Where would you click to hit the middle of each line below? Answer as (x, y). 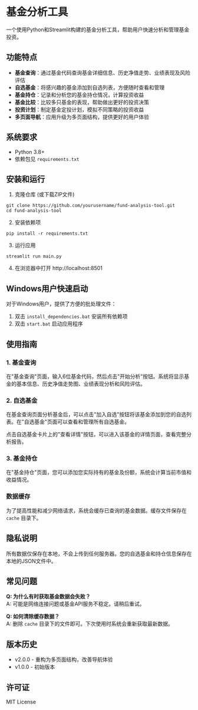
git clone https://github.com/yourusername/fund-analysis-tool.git (91, 206)
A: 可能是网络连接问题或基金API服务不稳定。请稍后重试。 (75, 604)
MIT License (21, 702)
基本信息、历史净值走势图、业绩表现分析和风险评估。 (81, 383)
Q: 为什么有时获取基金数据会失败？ (48, 597)
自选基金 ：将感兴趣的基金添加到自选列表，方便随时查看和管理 (90, 87)
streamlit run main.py (34, 257)
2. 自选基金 (22, 400)
